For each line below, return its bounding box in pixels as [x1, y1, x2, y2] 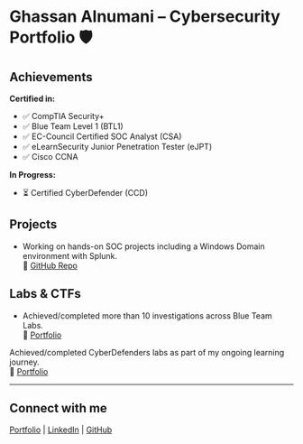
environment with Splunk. [22, 250, 118, 261]
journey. [9, 356, 40, 367]
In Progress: [9, 170, 56, 180]
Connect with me [9, 401, 108, 416]
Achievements [9, 69, 93, 85]
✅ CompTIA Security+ [22, 111, 105, 121]
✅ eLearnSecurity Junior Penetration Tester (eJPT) [22, 142, 213, 152]
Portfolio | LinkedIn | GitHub [9, 424, 113, 435]
